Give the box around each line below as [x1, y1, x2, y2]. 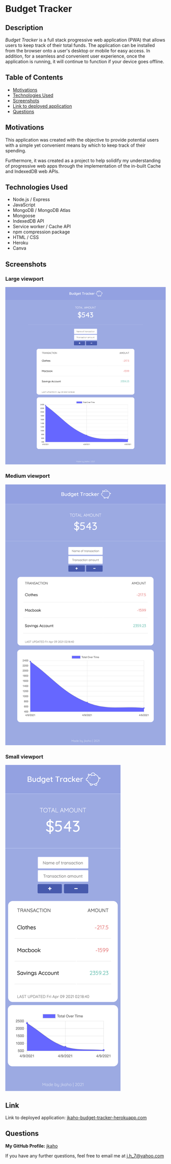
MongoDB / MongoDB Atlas [12, 207, 71, 213]
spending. [5, 147, 26, 153]
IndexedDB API [12, 218, 44, 224]
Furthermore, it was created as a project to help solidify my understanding [5, 157, 161, 164]
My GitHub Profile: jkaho [5, 1143, 58, 1149]
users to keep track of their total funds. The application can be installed [5, 42, 155, 48]
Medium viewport [5, 472, 50, 479]
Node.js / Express [12, 197, 50, 203]
